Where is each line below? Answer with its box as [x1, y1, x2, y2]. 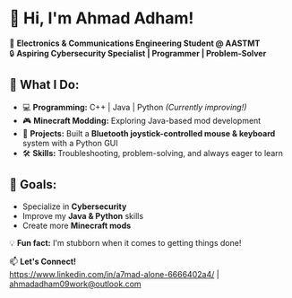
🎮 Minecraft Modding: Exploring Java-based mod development [21, 115, 262, 126]
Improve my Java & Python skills [21, 210, 144, 221]
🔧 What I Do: [9, 77, 80, 92]
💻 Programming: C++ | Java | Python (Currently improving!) [21, 101, 247, 112]
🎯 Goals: [9, 177, 57, 192]
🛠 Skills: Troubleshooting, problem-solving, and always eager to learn [21, 147, 284, 158]
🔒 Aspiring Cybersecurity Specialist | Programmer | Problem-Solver [9, 48, 267, 58]
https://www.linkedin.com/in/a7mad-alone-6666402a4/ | [9, 268, 219, 279]
